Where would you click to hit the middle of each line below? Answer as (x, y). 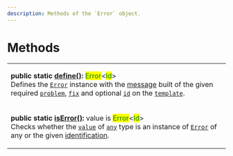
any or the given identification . (60, 135)
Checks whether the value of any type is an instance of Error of (114, 126)
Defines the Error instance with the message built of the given (112, 84)
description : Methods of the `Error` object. (74, 13)
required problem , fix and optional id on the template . (98, 92)
